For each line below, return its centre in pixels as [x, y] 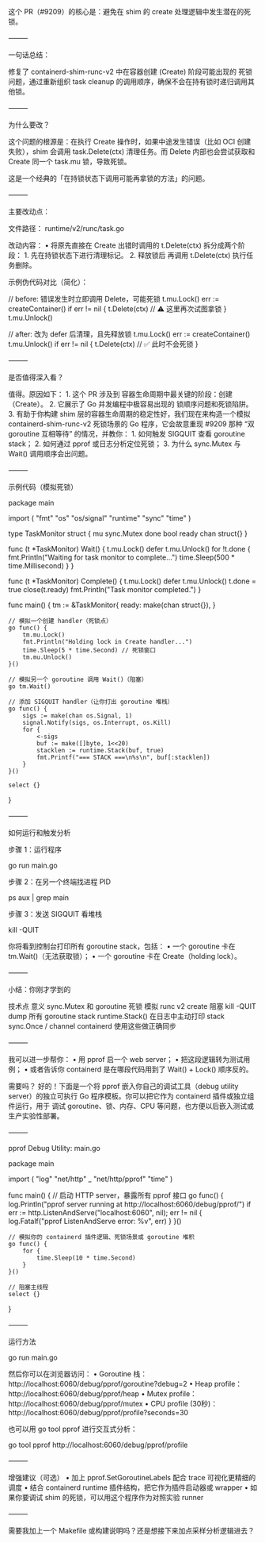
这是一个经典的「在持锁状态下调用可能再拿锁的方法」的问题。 [109, 178]
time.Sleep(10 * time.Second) [86, 1258]
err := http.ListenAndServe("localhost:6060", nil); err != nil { [105, 1212]
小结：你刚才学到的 [40, 989]
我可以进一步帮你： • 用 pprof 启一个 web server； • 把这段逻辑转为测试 [126, 1059]
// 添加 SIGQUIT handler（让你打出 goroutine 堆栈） [91, 702]
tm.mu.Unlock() [47, 657]
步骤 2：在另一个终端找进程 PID [60, 882]
